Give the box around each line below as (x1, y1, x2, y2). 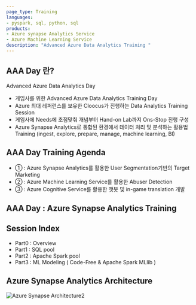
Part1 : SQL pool (14, 246, 55, 253)
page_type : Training (6, 8, 58, 15)
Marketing (14, 171, 41, 178)
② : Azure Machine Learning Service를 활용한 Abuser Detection (14, 178, 173, 185)
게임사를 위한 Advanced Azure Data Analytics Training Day (14, 94, 158, 102)
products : (6, 25, 31, 32)
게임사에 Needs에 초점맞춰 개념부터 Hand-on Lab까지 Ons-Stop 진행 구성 (14, 116, 189, 123)
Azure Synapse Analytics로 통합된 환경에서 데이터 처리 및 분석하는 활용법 (14, 123, 188, 131)
